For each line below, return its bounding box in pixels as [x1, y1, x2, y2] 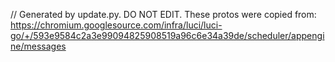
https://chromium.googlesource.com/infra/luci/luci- [10, 19, 223, 31]
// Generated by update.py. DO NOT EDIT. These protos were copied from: [10, 9, 317, 20]
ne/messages [10, 40, 67, 52]
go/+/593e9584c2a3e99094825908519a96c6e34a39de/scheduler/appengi [10, 30, 325, 41]
